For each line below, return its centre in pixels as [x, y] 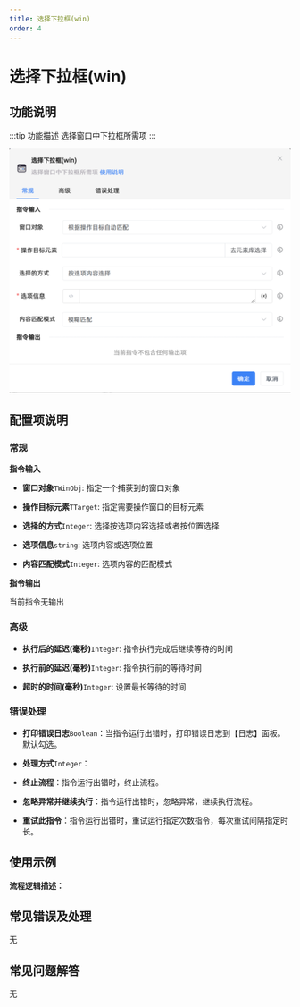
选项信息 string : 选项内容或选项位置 [87, 545]
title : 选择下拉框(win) [50, 19]
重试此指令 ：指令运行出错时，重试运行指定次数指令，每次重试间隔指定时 [155, 820]
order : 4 [25, 28]
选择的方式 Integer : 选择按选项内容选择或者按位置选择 [121, 526]
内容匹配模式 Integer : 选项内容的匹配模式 [97, 564]
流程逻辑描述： [37, 885]
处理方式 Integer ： [56, 763]
